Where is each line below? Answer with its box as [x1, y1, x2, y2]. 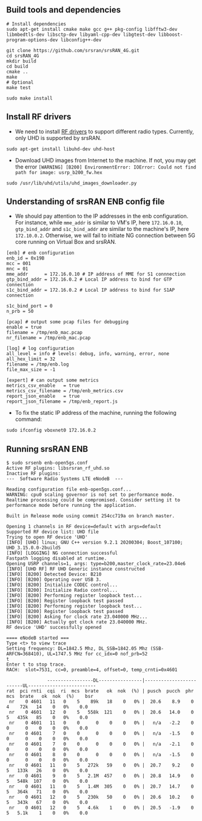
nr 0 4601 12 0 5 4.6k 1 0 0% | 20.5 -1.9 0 [8, 805, 194, 811]
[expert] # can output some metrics [6, 377, 99, 384]
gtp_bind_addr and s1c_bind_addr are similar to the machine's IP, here [15, 226, 189, 233]
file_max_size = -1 [6, 367, 56, 373]
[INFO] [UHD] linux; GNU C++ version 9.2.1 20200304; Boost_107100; [6, 540, 183, 546]
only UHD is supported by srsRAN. [15, 134, 102, 141]
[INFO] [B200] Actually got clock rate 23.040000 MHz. [6, 619, 148, 625]
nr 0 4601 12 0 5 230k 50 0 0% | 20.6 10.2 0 [8, 794, 194, 800]
